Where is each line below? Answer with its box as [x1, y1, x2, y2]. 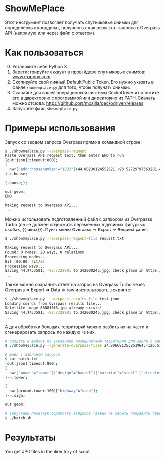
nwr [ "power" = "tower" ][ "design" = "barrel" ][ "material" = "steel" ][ [9, 371, 142, 376]
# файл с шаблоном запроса [5, 352, 60, 357]
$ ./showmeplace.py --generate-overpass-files [5, 343, 102, 348]
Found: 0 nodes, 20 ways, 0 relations [5, 250, 84, 255]
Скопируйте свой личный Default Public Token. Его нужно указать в [12, 79, 154, 85]
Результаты [5, 432, 56, 443]
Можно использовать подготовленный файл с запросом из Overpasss [5, 216, 153, 222]
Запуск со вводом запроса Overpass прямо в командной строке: [5, 139, 142, 145]
